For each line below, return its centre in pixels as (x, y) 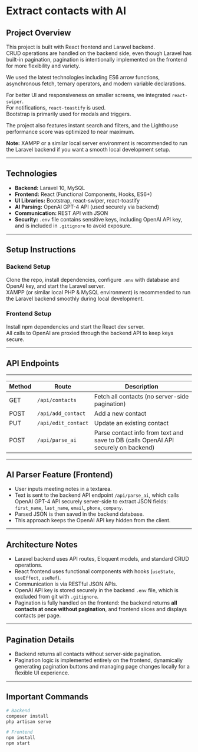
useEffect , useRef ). (38, 578)
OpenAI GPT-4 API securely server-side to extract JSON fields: (91, 502)
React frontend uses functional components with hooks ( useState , (95, 571)
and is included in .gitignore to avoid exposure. (73, 226)
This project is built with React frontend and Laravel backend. (80, 47)
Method (20, 386)
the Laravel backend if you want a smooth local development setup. (88, 150)
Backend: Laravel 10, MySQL (50, 188)
